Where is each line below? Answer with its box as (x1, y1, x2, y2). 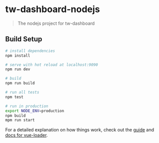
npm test (5, 94, 24, 100)
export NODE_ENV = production (5, 108, 65, 113)
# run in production (5, 104, 49, 109)
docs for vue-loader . (5, 132, 48, 138)
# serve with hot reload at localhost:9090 (5, 62, 98, 67)
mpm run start (5, 118, 35, 123)
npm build (5, 113, 26, 118)
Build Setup (5, 35, 42, 43)
